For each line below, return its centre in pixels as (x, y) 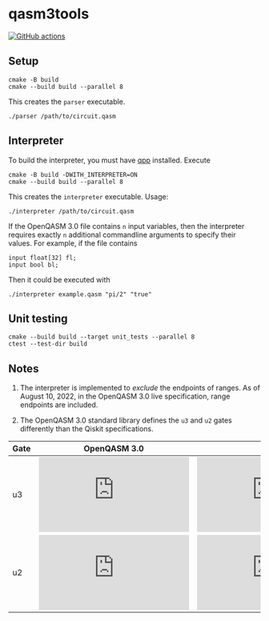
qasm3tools (49, 14)
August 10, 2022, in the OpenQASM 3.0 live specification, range (125, 396)
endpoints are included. (59, 405)
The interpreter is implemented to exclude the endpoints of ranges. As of (140, 388)
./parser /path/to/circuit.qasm (62, 116)
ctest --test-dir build (48, 344)
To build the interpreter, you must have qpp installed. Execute (109, 160)
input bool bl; (34, 265)
